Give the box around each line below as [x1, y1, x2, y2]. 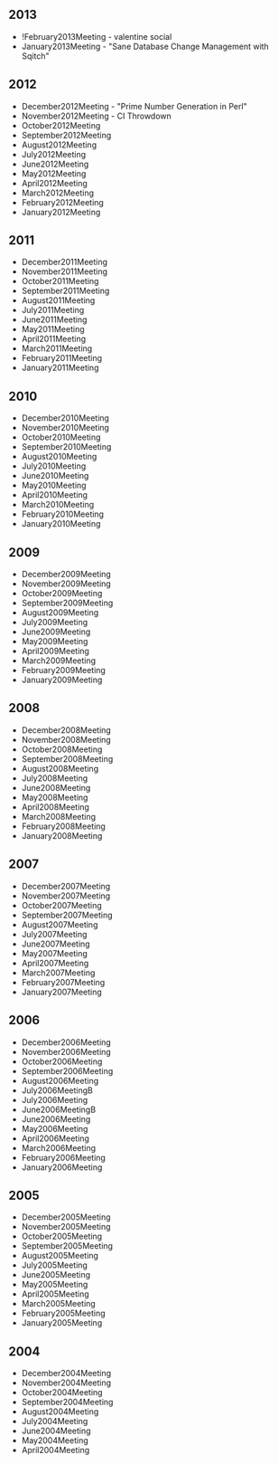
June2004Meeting [21, 1425, 91, 1437]
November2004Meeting [21, 1377, 112, 1388]
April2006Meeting [21, 1133, 89, 1144]
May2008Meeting [21, 792, 88, 803]
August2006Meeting [21, 1075, 99, 1086]
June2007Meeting [21, 938, 91, 949]
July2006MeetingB [21, 1085, 94, 1096]
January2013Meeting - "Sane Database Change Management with [21, 41, 270, 52]
